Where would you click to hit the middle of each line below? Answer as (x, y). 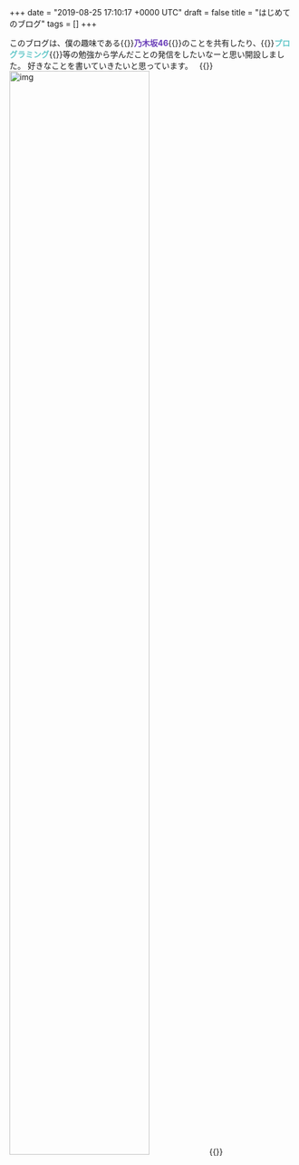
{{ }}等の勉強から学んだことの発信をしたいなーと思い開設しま (163, 54)
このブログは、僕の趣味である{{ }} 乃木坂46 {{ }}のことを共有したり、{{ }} (142, 43)
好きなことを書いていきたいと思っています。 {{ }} (120, 66)
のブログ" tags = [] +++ (53, 24)
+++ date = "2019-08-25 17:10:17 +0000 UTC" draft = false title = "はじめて (150, 12)
